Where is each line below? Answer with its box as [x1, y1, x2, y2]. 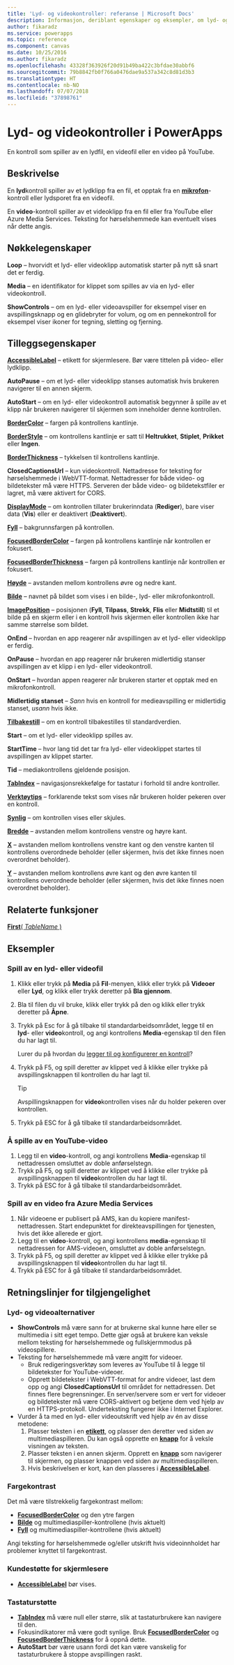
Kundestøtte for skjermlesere [7, 1564, 109, 1574]
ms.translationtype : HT [7, 75, 77, 82]
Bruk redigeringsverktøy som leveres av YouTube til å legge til [27, 1360, 205, 1369]
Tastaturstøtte [7, 1597, 57, 1607]
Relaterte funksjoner [7, 904, 99, 915]
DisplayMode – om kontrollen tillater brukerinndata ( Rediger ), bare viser [7, 503, 214, 511]
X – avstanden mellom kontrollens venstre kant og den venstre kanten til [7, 841, 214, 849]
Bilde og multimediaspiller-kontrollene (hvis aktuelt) [17, 1518, 166, 1527]
